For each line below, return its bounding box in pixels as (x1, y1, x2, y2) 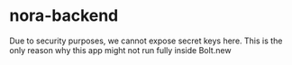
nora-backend (9, 5, 119, 26)
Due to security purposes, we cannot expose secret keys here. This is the (9, 35, 283, 46)
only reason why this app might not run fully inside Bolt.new (9, 44, 232, 55)
